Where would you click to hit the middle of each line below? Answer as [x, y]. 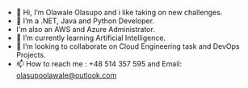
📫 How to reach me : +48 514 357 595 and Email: [99, 64]
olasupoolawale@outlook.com [66, 75]
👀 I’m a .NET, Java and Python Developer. [85, 21]
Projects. [31, 55]
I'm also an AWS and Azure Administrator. [85, 29]
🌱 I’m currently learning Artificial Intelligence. [91, 38]
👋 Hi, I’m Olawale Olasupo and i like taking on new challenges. [119, 12]
